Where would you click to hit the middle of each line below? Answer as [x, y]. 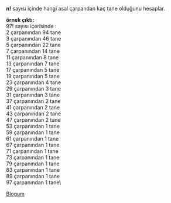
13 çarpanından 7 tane [33, 64]
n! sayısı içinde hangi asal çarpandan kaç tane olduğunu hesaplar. [86, 9]
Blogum [16, 194]
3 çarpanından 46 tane [34, 39]
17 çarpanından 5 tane [33, 70]
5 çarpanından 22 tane [33, 45]
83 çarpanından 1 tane [33, 170]
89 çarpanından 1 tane [33, 176]
